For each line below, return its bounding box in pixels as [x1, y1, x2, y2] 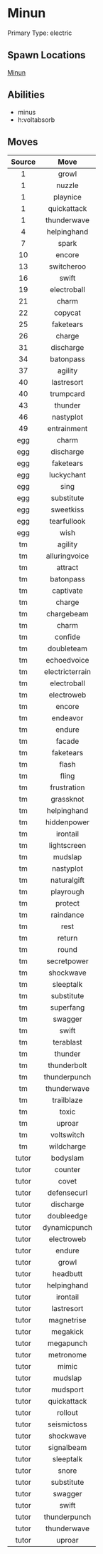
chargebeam [45, 609, 89, 619]
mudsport [50, 1384, 84, 1394]
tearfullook [49, 517, 86, 527]
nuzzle [56, 180, 80, 190]
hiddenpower [45, 817, 90, 827]
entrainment [47, 424, 88, 434]
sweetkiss [50, 504, 85, 514]
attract [56, 563, 79, 573]
